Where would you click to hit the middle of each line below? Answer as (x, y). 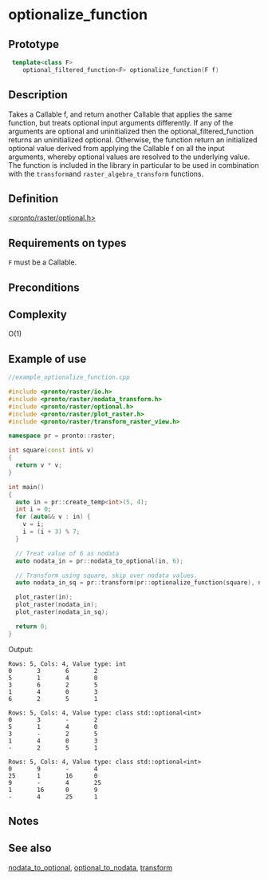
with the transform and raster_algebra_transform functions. (106, 173)
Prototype (34, 44)
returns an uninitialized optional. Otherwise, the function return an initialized (133, 139)
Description (38, 95)
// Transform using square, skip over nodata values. (106, 575)
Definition (33, 199)
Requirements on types (67, 243)
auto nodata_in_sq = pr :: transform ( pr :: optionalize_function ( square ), (135, 583)
